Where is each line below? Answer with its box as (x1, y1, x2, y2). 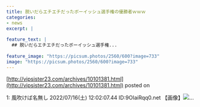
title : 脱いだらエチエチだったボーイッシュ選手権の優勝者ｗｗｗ (6, 8, 146, 15)
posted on (124, 81, 150, 88)
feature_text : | (6, 36, 47, 42)
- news (6, 20, 23, 26)
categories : (6, 14, 36, 20)
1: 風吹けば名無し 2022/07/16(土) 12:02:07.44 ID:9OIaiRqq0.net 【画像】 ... (6, 94, 194, 101)
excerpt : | (6, 25, 34, 32)
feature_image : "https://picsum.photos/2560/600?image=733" (6, 53, 160, 59)
